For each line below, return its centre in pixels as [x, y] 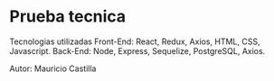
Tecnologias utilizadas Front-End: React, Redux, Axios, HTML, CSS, [135, 41]
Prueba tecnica [68, 17]
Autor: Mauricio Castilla [53, 68]
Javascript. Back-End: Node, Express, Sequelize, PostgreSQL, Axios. [137, 50]
